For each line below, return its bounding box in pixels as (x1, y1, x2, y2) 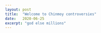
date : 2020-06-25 (5, 16, 45, 21)
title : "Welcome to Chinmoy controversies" (5, 12, 97, 16)
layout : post (5, 7, 32, 12)
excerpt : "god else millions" (5, 20, 67, 26)
